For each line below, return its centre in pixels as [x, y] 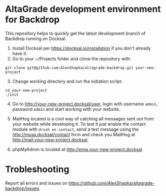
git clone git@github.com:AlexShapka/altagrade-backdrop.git [69, 68]
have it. [20, 53]
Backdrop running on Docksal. [36, 39]
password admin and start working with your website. [66, 109]
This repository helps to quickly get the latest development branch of [75, 33]
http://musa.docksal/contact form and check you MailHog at [74, 134]
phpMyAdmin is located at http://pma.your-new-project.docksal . [78, 149]
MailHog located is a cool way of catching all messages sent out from [83, 119]
